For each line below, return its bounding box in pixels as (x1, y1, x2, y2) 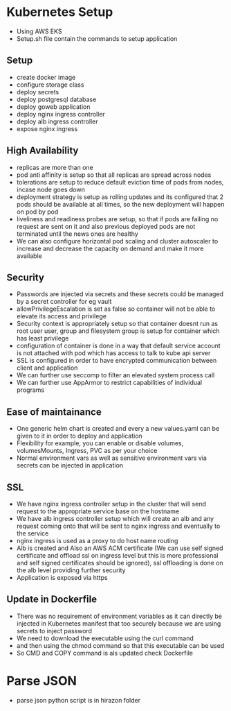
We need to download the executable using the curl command (16, 634, 194, 642)
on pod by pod (16, 207, 59, 216)
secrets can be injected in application (16, 461, 124, 470)
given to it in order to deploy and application (16, 431, 142, 440)
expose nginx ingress (16, 124, 78, 132)
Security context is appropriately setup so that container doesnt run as (16, 320, 219, 328)
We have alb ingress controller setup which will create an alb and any (16, 515, 214, 522)
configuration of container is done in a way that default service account (16, 341, 221, 350)
